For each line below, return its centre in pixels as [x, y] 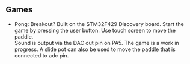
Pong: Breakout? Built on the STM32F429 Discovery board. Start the [99, 24]
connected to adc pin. [41, 55]
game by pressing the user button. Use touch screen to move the [95, 30]
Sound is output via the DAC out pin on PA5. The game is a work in [97, 43]
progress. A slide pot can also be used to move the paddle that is [95, 49]
